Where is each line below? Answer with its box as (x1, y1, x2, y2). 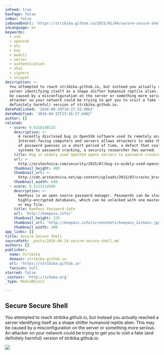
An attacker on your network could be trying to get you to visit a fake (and (5, 330, 154, 335)
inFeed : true (5, 7, 32, 12)
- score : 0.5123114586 (9, 184, 56, 189)
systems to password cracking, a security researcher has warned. (18, 148, 156, 153)
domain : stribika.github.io (9, 256, 67, 261)
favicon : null (9, 265, 38, 271)
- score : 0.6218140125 (9, 125, 56, 130)
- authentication (9, 61, 45, 66)
